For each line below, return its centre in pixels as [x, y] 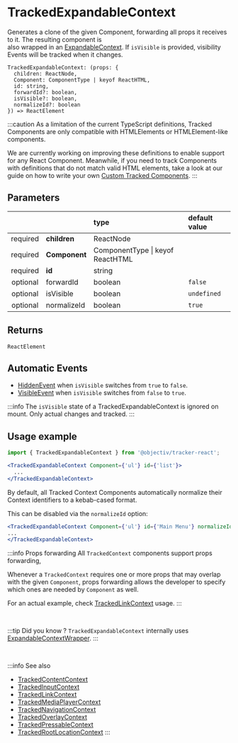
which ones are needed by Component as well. [73, 590]
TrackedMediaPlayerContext [59, 702]
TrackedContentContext [53, 680]
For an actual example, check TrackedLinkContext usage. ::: [95, 603]
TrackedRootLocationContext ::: [64, 732]
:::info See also [29, 666]
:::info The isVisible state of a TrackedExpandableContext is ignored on [113, 407]
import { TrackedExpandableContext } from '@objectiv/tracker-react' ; [114, 453]
